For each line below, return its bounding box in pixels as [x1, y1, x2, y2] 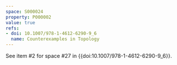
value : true [5, 19, 35, 25]
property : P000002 [5, 14, 51, 20]
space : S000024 [5, 8, 44, 15]
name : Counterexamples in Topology [11, 36, 100, 42]
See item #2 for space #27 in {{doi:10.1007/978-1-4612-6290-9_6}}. [5, 53, 172, 59]
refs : [5, 25, 19, 31]
